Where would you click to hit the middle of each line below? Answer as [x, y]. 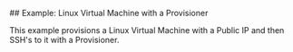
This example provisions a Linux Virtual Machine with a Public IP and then [147, 30]
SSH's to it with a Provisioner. [64, 40]
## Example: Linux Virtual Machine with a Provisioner [109, 13]
